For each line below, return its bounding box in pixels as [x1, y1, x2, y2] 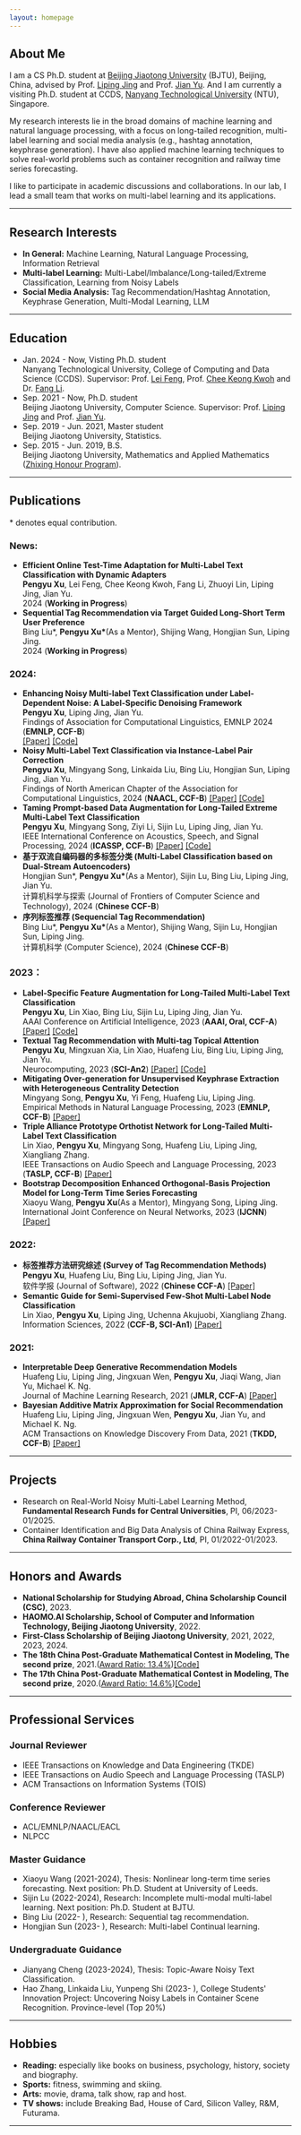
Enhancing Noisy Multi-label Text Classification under [21, 688, 228, 699]
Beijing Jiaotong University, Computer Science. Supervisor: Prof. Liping [21, 402, 286, 413]
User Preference [21, 617, 85, 628]
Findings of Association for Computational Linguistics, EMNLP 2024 [21, 717, 273, 727]
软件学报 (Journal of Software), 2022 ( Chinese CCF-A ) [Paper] [21, 1280, 255, 1291]
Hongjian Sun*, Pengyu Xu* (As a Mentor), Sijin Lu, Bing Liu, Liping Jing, [21, 871, 289, 882]
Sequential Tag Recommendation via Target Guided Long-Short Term [21, 607, 286, 618]
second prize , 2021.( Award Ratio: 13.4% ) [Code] [21, 1658, 200, 1669]
